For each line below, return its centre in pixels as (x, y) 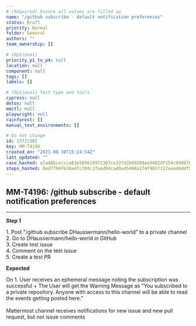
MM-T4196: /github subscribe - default (78, 192)
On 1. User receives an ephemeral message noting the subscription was (92, 280)
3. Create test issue (29, 245)
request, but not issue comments (46, 317)
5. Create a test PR (29, 257)
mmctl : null (20, 109)
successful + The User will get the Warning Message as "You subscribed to (97, 286)
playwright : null (27, 114)
